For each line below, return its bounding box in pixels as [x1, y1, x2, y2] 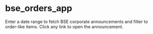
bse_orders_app [5, 3, 72, 14]
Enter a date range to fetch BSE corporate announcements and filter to [5, 19, 149, 24]
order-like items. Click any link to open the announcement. [5, 23, 124, 29]
